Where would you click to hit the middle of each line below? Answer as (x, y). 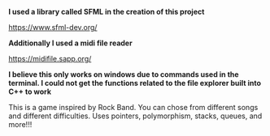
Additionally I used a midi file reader (70, 43)
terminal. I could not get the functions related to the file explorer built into (135, 83)
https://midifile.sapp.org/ (50, 59)
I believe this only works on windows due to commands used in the (124, 74)
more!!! (20, 124)
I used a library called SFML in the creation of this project (107, 12)
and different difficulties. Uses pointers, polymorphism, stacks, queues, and (135, 116)
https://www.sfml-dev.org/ (53, 27)
